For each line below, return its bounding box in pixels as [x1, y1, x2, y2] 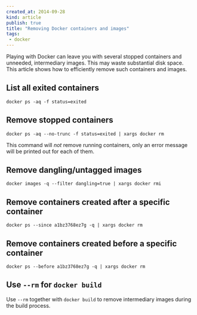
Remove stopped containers [6, 115, 113, 126]
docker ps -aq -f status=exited [6, 99, 87, 105]
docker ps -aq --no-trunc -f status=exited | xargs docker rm [6, 131, 164, 137]
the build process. [6, 302, 51, 309]
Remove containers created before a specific [6, 238, 177, 249]
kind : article [6, 14, 42, 20]
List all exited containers [6, 83, 100, 93]
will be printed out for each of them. [6, 148, 94, 155]
